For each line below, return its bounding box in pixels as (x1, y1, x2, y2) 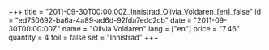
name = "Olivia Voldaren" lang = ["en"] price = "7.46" (62, 24, 241, 33)
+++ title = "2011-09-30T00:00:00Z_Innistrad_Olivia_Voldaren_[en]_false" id (8, 7, 262, 16)
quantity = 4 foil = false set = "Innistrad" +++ (8, 32, 159, 42)
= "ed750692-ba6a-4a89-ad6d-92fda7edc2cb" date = (8, 15, 192, 25)
